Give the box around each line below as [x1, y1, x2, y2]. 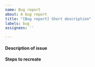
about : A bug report [5, 12, 48, 17]
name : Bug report [5, 7, 41, 12]
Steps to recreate [5, 56, 41, 62]
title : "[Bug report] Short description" [5, 16, 92, 21]
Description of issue [5, 45, 48, 51]
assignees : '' [5, 26, 34, 31]
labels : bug [5, 21, 30, 26]
